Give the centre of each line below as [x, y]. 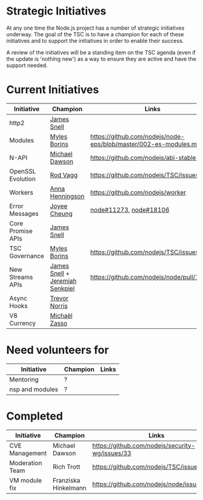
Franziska [66, 480]
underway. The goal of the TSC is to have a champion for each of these [95, 34]
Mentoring [24, 379]
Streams [21, 277]
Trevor [59, 298]
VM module [26, 480]
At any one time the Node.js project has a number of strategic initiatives [95, 28]
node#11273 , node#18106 [130, 210]
